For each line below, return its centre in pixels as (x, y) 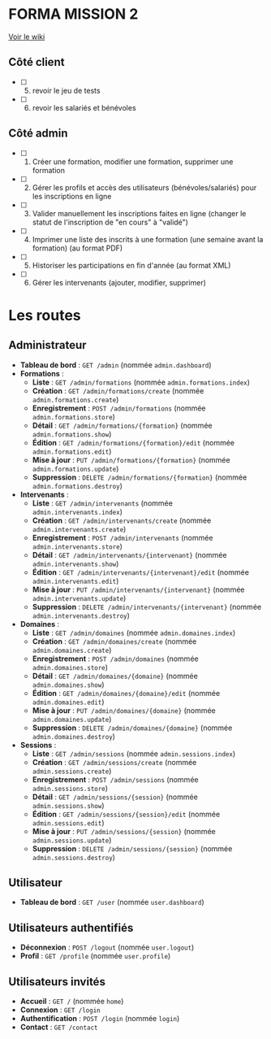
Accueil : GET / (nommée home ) (72, 1001)
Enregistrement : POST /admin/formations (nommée (119, 408)
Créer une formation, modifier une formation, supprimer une (133, 161)
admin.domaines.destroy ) (74, 736)
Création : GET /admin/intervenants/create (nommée (122, 520)
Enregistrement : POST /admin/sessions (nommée (115, 779)
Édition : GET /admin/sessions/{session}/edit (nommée (126, 814)
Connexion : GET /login (60, 1010)
